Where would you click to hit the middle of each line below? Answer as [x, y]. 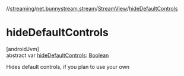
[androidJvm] [23, 49]
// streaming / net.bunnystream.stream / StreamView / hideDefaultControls [92, 9]
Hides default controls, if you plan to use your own [68, 66]
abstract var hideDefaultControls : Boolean [58, 55]
